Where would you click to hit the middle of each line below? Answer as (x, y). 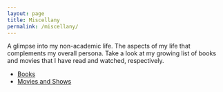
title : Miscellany (33, 20)
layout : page (26, 13)
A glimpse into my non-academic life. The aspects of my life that (99, 46)
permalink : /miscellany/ (43, 26)
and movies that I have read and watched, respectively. (86, 61)
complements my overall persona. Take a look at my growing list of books (111, 53)
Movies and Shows (44, 82)
